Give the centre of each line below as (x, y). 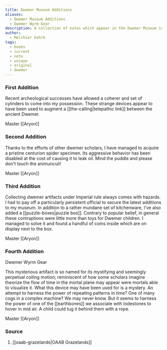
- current (20, 51)
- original (21, 65)
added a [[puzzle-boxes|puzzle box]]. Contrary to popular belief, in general (82, 213)
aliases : (14, 14)
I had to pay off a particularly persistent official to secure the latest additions (83, 202)
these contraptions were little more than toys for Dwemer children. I (74, 218)
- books (18, 47)
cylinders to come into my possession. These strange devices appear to (79, 104)
